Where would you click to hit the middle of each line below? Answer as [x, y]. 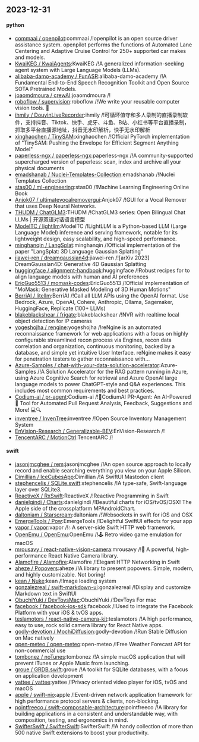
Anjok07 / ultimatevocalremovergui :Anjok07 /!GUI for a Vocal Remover [101, 199]
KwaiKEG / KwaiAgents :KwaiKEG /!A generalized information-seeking [99, 63]
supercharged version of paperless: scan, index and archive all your [98, 162]
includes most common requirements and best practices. [84, 390]
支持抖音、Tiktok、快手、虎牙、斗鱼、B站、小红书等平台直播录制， [108, 122]
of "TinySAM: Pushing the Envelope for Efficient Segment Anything [97, 143]
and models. [30, 57]
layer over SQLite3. [38, 489]
